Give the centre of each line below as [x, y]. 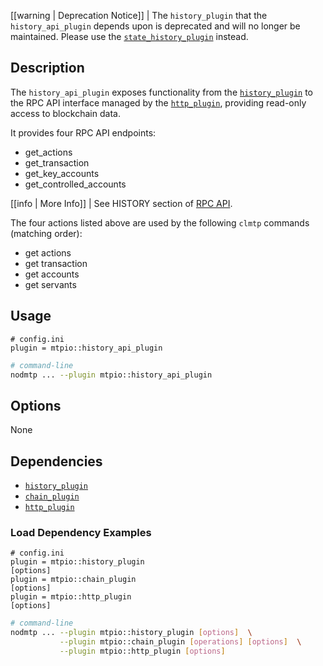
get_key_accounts [62, 173]
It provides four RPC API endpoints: [83, 132]
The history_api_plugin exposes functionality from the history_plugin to [162, 92]
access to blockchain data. [65, 113]
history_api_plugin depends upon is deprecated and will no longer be [155, 26]
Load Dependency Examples [81, 532]
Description [47, 68]
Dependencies [56, 461]
